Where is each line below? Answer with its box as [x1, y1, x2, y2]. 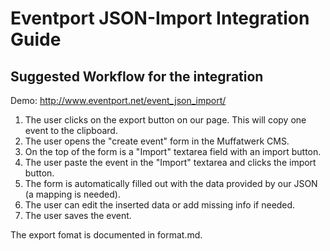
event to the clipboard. [24, 125, 118, 136]
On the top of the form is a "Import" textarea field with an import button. [24, 146, 322, 157]
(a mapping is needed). [24, 188, 121, 200]
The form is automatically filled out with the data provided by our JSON [24, 178, 318, 189]
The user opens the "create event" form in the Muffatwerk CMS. [24, 135, 290, 147]
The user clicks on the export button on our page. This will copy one [24, 114, 307, 126]
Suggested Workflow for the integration [10, 68, 264, 85]
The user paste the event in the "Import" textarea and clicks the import [24, 157, 317, 168]
